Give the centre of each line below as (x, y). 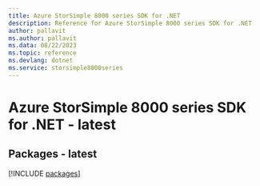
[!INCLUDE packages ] (44, 173)
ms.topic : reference (43, 53)
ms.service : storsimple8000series (66, 68)
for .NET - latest (62, 124)
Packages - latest (53, 154)
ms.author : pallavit (43, 38)
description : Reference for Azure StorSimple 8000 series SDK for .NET (130, 23)
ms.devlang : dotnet (41, 61)
